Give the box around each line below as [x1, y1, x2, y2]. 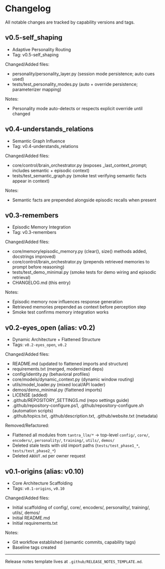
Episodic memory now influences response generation [12, 299, 123, 305]
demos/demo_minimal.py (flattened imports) [12, 387, 102, 393]
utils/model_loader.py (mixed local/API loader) [12, 382, 106, 388]
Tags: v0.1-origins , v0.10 [12, 485, 65, 491]
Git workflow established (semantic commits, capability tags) [12, 539, 136, 545]
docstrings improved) [12, 254, 56, 259]
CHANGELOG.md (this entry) [12, 280, 71, 285]
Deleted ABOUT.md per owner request [12, 453, 86, 459]
